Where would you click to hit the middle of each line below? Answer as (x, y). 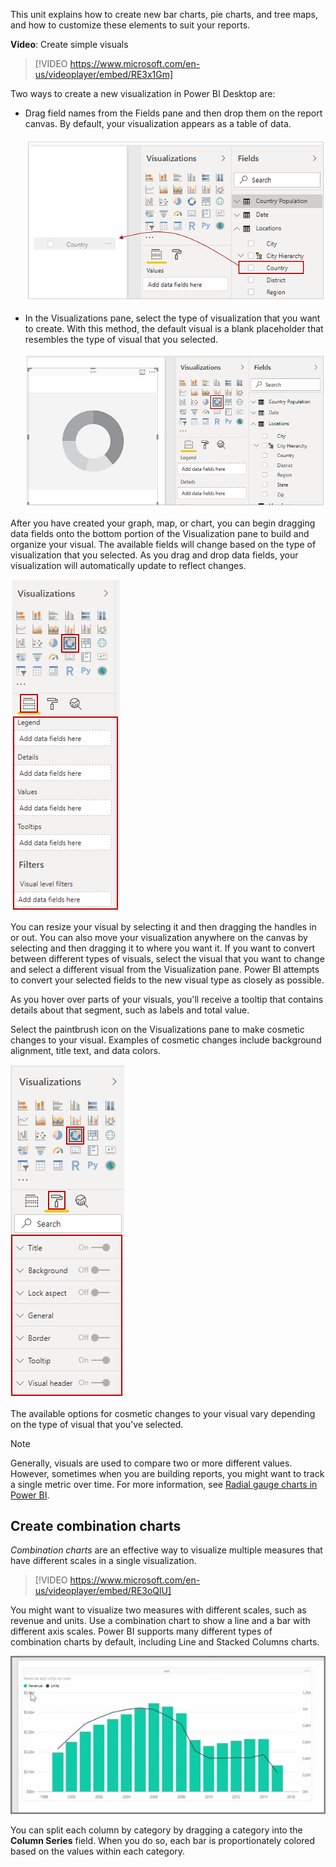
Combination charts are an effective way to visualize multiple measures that (166, 1550)
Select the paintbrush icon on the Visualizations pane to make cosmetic (157, 1029)
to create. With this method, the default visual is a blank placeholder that (174, 328)
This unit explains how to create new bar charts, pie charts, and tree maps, (164, 14)
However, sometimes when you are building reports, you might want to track (167, 1473)
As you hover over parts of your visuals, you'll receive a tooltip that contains (167, 999)
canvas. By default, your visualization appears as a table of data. (158, 123)
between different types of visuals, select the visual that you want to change (167, 958)
